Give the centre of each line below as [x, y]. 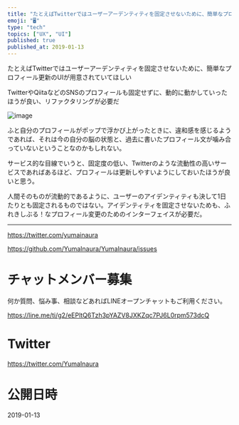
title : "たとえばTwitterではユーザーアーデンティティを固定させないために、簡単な [115, 14]
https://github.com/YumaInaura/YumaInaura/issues [83, 249]
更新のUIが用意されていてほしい [85, 77]
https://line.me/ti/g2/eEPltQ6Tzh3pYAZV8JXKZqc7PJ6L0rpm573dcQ [108, 315]
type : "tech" [27, 27]
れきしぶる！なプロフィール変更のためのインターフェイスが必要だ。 [107, 214]
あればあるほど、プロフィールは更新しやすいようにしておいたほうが [125, 172]
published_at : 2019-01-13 [46, 47]
